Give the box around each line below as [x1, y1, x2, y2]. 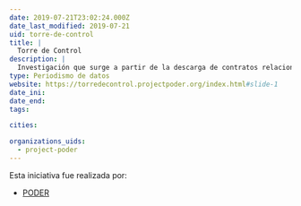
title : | [9, 38, 42, 47]
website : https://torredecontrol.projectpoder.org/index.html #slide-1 [9, 80, 279, 89]
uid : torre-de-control [9, 30, 94, 39]
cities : [9, 121, 39, 130]
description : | [9, 55, 66, 64]
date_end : [9, 96, 47, 106]
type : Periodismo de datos [9, 72, 110, 81]
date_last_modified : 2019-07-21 [9, 21, 130, 30]
